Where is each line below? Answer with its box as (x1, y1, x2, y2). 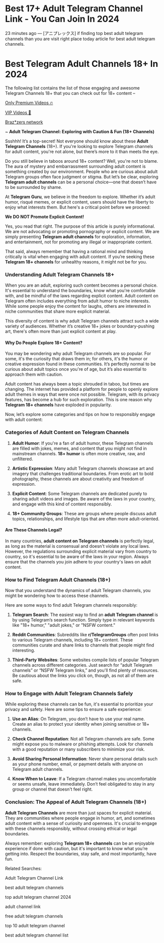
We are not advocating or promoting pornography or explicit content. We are (5, 228, 160, 234)
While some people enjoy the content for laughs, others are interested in (5, 303, 151, 309)
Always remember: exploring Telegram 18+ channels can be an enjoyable (5, 840, 155, 846)
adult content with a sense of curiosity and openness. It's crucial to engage (5, 820, 157, 826)
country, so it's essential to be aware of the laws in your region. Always (5, 554, 149, 560)
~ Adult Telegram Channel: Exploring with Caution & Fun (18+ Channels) (5, 128, 155, 134)
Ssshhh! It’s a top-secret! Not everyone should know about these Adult (5, 138, 148, 144)
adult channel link (5, 903, 41, 910)
